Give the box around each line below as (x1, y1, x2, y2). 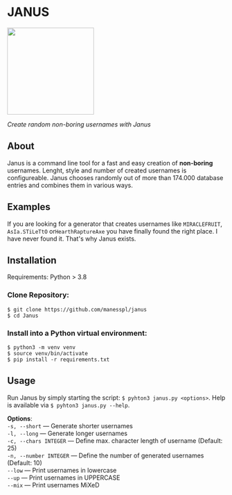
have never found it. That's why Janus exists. (7, 234, 136, 243)
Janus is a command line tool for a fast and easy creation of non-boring (7, 159, 213, 167)
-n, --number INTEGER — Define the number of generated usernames (7, 451, 204, 460)
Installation (7, 254, 57, 266)
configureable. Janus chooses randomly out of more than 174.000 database (7, 173, 224, 181)
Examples (7, 201, 51, 213)
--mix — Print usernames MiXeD (7, 480, 100, 489)
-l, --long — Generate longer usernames (7, 429, 128, 437)
